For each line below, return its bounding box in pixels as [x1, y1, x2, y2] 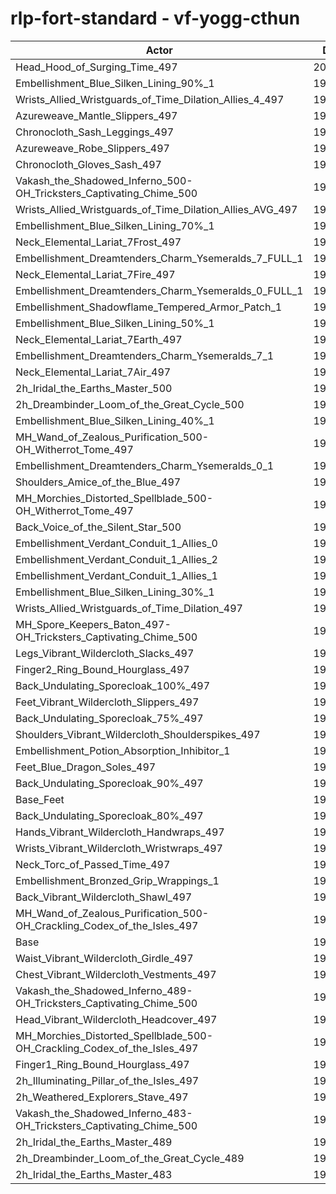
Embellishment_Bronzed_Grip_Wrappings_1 [15, 873, 220, 887]
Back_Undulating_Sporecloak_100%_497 [15, 678, 211, 692]
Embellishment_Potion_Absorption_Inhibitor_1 [15, 743, 231, 757]
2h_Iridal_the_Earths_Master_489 [15, 1135, 173, 1149]
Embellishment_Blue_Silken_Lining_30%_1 [15, 585, 215, 599]
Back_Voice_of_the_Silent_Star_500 [15, 520, 182, 534]
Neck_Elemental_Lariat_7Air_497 [15, 365, 172, 379]
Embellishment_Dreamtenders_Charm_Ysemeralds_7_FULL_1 [15, 251, 304, 265]
